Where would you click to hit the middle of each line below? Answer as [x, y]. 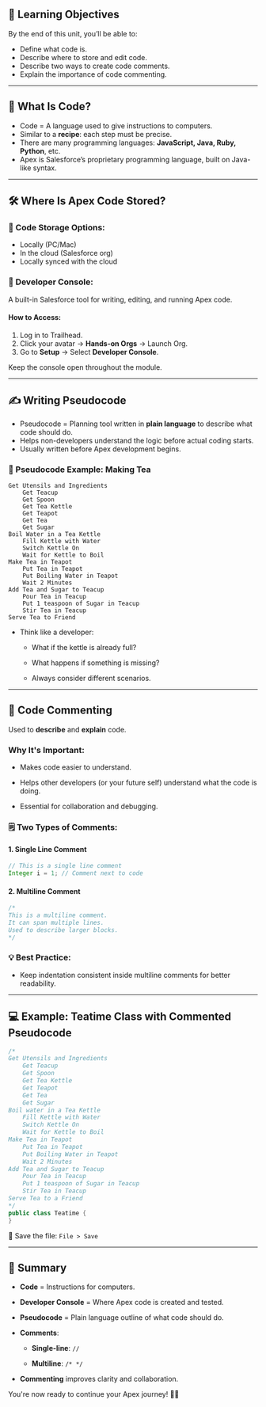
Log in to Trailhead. [51, 335]
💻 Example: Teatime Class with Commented [120, 1017]
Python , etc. [40, 150]
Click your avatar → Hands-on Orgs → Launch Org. [104, 343]
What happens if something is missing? [95, 663]
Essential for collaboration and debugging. [89, 806]
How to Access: [35, 318]
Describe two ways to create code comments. [95, 66]
